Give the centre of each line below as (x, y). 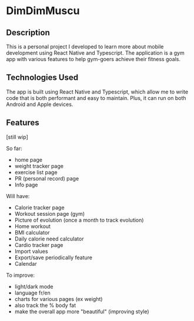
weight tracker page (39, 166)
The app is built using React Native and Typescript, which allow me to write (97, 92)
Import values (31, 251)
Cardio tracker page (39, 245)
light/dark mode (34, 286)
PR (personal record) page (47, 178)
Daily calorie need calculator (49, 239)
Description (28, 33)
